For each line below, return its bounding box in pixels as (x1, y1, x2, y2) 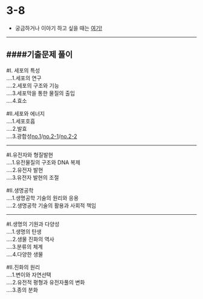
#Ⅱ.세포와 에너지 (6, 110, 45, 117)
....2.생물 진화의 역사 (6, 235, 54, 243)
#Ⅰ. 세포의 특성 (6, 67, 40, 74)
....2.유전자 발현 (6, 166, 43, 173)
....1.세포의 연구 (6, 74, 42, 82)
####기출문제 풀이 (6, 50, 73, 60)
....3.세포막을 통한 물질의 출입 (6, 89, 76, 97)
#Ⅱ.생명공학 (6, 186, 34, 194)
